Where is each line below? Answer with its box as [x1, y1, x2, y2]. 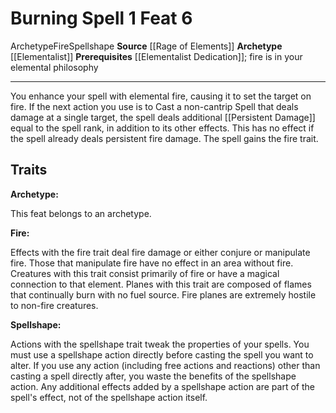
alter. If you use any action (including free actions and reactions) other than [10, 359, 321, 371]
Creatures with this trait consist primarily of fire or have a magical [10, 267, 280, 279]
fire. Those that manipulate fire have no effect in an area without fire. [10, 257, 294, 269]
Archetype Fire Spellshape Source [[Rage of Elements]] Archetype [10, 40, 283, 52]
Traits [10, 162, 48, 179]
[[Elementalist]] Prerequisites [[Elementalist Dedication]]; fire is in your [10, 50, 303, 62]
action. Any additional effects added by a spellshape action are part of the [10, 380, 315, 392]
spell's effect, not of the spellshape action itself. [10, 391, 208, 403]
